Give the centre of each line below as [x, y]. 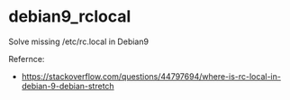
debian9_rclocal [70, 17]
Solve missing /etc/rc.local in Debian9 [79, 41]
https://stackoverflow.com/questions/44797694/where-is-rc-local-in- [151, 76]
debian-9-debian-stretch [68, 86]
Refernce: [27, 59]
